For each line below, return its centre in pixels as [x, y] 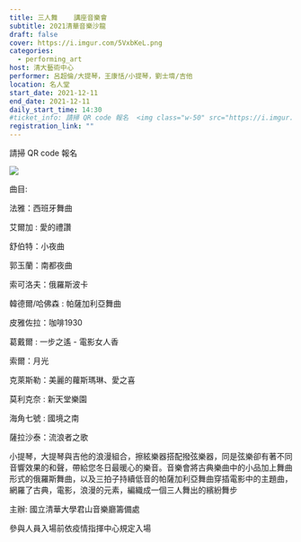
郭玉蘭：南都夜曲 [41, 265]
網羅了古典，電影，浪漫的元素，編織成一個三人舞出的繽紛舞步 [124, 490]
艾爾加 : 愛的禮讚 [40, 227]
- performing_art [50, 59]
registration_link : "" [52, 127]
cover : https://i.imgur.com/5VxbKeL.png [86, 43]
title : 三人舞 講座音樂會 [58, 18]
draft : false [34, 34]
